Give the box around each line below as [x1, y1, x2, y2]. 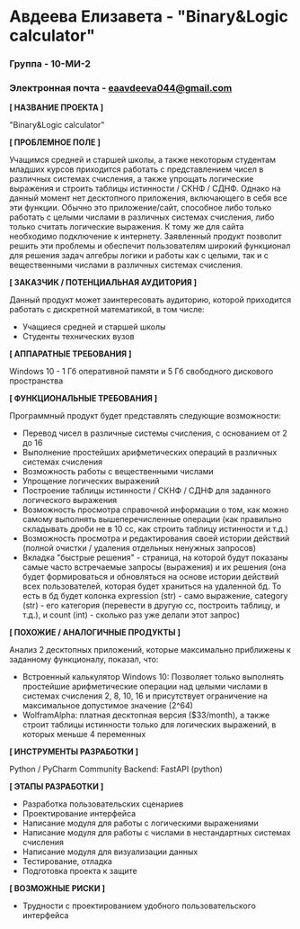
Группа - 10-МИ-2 [9, 58, 92, 70]
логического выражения [22, 495, 118, 506]
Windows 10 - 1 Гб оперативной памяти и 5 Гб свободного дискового [9, 366, 274, 377]
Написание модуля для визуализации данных [22, 846, 199, 857]
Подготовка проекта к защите [22, 866, 137, 877]
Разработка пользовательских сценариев [22, 798, 184, 809]
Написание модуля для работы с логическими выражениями [22, 817, 259, 829]
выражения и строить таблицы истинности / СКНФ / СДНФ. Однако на [9, 183, 281, 194]
